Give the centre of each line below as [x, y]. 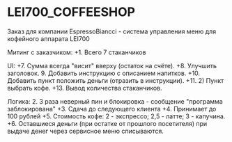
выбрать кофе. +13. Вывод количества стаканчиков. [85, 88]
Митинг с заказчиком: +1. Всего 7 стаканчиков [77, 52]
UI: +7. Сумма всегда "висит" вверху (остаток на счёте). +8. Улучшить [112, 65]
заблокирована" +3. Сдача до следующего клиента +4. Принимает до [112, 109]
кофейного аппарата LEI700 [49, 38]
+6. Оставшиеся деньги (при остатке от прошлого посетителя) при [107, 123]
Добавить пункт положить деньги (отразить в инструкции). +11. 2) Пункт [116, 80]
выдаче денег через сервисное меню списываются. [85, 131]
